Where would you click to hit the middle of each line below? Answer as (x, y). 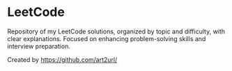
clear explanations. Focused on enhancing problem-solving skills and (107, 38)
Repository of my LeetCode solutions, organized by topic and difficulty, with (116, 31)
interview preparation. (39, 46)
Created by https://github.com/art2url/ (62, 59)
